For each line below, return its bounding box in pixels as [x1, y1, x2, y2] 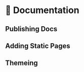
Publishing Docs [5, 25, 58, 33]
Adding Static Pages [5, 41, 70, 50]
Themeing [5, 59, 38, 67]
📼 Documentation [5, 5, 79, 16]
